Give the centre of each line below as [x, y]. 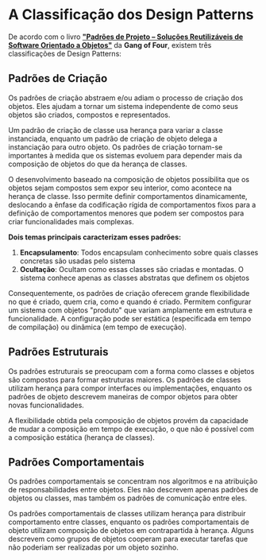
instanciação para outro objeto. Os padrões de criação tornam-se [116, 147]
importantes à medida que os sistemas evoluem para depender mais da [125, 155]
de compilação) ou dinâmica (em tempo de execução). [97, 327]
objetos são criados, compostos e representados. [89, 115]
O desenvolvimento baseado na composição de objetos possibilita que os [129, 179]
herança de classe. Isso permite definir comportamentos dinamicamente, [128, 196]
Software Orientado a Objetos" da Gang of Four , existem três [110, 45]
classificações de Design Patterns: [65, 53]
